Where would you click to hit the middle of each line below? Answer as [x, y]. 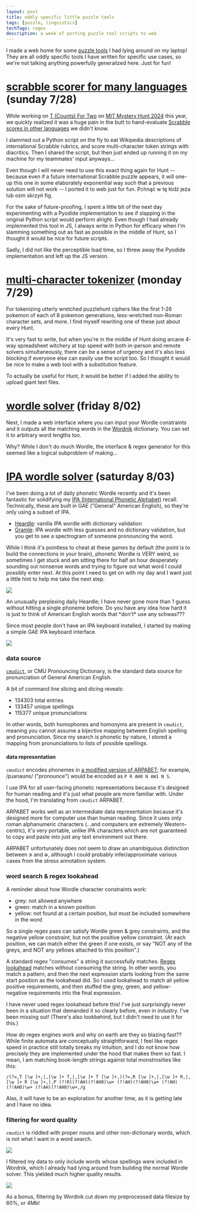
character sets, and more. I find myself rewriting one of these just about [93, 321]
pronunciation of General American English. [59, 678]
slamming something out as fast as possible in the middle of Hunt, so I [91, 232]
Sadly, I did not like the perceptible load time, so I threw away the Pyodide [96, 250]
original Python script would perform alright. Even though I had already [92, 220]
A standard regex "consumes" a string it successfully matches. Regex [91, 961]
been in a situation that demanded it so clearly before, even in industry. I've [98, 1010]
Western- [176, 824]
